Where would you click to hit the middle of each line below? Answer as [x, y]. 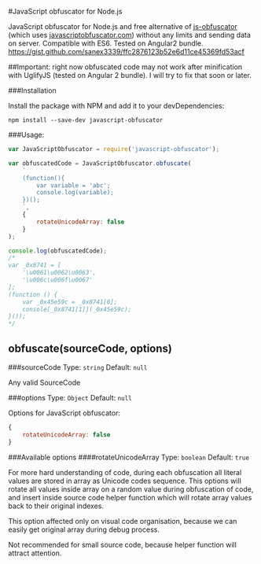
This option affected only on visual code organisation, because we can [123, 521]
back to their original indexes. [56, 506]
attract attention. [35, 553]
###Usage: [26, 135]
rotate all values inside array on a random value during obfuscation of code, [131, 489]
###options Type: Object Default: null [70, 397]
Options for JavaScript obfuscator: [64, 413]
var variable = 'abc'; [74, 185]
